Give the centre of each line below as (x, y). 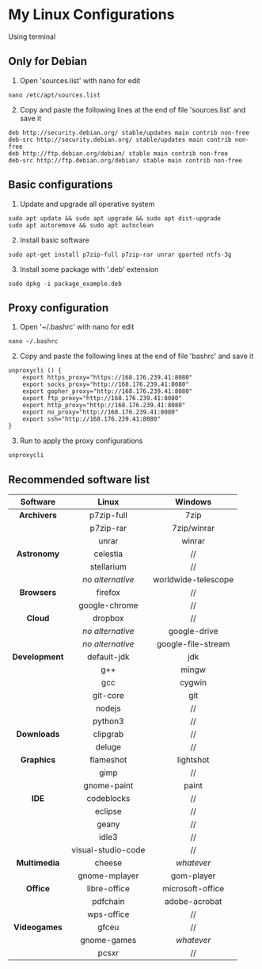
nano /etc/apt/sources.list (55, 95)
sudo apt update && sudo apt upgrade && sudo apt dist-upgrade (115, 218)
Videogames (38, 927)
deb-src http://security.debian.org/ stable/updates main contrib (120, 139)
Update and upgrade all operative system (87, 204)
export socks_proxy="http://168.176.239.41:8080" (106, 385)
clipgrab (108, 734)
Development (38, 657)
